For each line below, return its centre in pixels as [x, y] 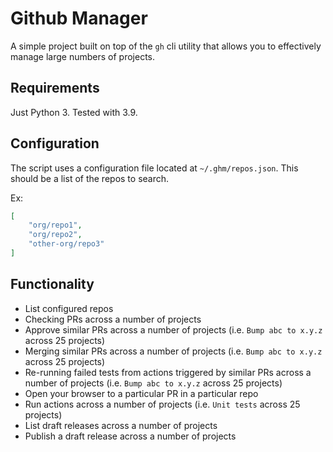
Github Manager [79, 18]
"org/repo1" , [55, 225]
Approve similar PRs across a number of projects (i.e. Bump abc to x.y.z [173, 329]
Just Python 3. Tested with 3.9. [74, 112]
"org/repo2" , [55, 235]
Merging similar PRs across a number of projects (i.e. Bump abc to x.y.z [173, 351]
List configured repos [69, 308]
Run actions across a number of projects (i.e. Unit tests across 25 [162, 404]
